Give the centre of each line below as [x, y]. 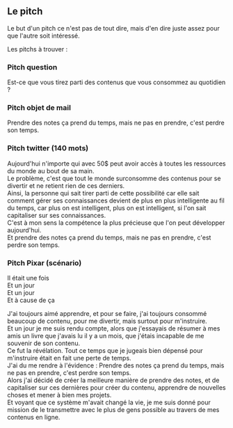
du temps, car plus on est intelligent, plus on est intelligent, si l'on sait [107, 207]
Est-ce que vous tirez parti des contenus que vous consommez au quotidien [116, 82]
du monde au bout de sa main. [51, 171]
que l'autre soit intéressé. [43, 35]
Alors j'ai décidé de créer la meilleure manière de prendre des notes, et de [113, 380]
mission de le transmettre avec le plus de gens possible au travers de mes [113, 410]
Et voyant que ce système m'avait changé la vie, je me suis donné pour [109, 402]
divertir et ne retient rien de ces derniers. [66, 185]
